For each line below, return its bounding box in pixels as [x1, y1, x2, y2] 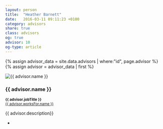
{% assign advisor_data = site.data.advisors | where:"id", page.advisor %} [5, 58, 158, 64]
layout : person [5, 7, 37, 12]
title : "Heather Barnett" [5, 12, 62, 17]
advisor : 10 [5, 40, 30, 45]
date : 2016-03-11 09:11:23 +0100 [5, 16, 80, 21]
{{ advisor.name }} [5, 85, 52, 92]
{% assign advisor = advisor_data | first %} [5, 63, 94, 69]
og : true [5, 35, 24, 40]
